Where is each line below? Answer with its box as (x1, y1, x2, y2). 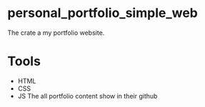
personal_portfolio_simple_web (7, 5, 198, 21)
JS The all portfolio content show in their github (17, 91, 158, 100)
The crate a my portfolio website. (7, 28, 105, 37)
